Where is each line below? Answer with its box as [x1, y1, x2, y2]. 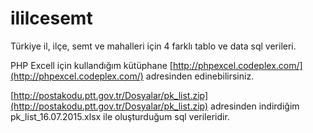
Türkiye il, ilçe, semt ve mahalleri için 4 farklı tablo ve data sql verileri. [10, 40, 297, 52]
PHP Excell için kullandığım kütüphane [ [10, 59, 173, 71]
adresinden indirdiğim [210, 100, 300, 112]
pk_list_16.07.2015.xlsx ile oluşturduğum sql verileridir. [10, 110, 230, 122]
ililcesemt [10, 7, 93, 30]
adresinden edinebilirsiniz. [145, 70, 255, 82]
